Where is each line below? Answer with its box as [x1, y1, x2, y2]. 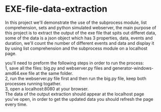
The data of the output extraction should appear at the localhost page [5, 91, 145, 97]
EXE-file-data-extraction [5, 3, 108, 15]
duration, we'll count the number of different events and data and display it [5, 40, 154, 46]
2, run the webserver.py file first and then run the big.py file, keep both [5, 75, 146, 81]
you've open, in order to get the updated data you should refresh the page [5, 96, 154, 102]
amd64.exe [5, 70, 28, 76]
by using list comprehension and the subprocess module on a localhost [5, 45, 148, 51]
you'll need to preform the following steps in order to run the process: [5, 60, 144, 66]
